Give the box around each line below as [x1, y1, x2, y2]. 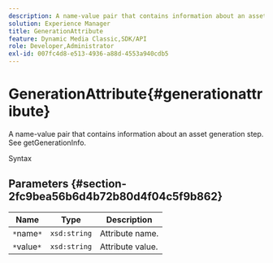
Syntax [8, 153, 32, 163]
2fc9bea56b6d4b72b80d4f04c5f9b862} [8, 190, 223, 204]
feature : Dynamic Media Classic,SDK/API [8, 34, 148, 43]
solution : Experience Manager [8, 20, 111, 28]
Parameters [8, 177, 69, 191]
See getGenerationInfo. [8, 138, 87, 147]
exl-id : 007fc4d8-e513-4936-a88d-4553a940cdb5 [8, 50, 169, 58]
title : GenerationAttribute [8, 27, 104, 35]
